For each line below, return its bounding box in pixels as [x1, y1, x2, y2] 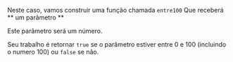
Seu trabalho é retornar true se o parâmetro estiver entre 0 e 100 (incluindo [7, 40, 227, 48]
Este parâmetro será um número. [7, 27, 103, 35]
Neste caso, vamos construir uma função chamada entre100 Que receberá [7, 6, 224, 14]
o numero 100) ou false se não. [7, 48, 99, 56]
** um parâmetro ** [7, 13, 65, 22]
